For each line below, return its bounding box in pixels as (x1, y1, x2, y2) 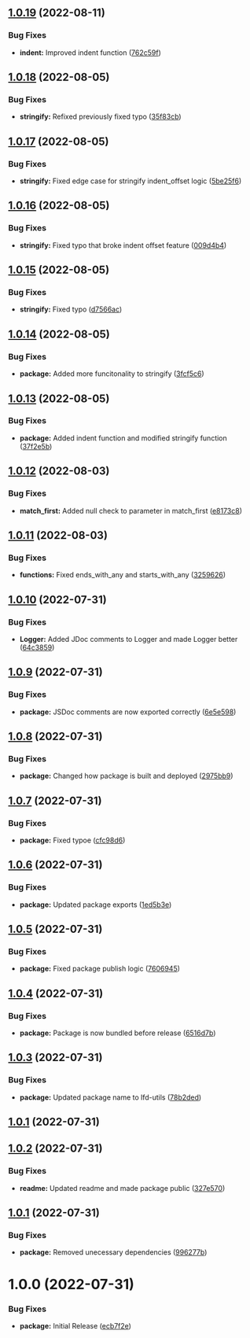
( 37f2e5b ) (19, 441, 53, 451)
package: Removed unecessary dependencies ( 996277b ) (19, 1248, 208, 1257)
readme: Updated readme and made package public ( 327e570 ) (19, 1183, 226, 1192)
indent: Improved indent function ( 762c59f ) (19, 47, 161, 57)
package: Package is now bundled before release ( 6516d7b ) (19, 1028, 216, 1038)
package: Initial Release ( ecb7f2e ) (19, 1321, 132, 1330)
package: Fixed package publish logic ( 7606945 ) (19, 964, 181, 974)
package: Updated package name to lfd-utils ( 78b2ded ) (19, 1093, 202, 1102)
